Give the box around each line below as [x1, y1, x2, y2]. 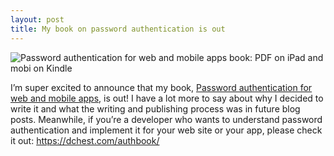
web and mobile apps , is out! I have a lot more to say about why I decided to [10, 92, 324, 104]
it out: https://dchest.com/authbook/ [10, 134, 160, 146]
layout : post [10, 14, 65, 25]
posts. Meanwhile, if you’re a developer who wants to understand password [10, 113, 323, 125]
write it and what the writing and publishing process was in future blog [10, 102, 301, 115]
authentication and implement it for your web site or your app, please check [10, 124, 323, 136]
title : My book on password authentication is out [10, 24, 226, 34]
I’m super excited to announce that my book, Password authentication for [10, 81, 313, 93]
